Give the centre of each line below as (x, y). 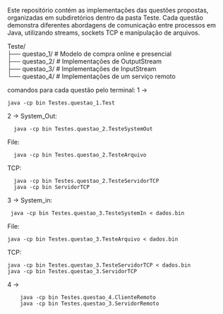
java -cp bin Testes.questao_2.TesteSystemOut (83, 129)
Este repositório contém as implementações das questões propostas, (108, 10)
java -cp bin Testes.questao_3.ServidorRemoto (90, 303)
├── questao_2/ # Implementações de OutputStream (85, 61)
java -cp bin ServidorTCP (52, 187)
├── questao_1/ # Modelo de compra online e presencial (89, 54)
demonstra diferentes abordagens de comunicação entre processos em (112, 25)
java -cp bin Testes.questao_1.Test (61, 103)
